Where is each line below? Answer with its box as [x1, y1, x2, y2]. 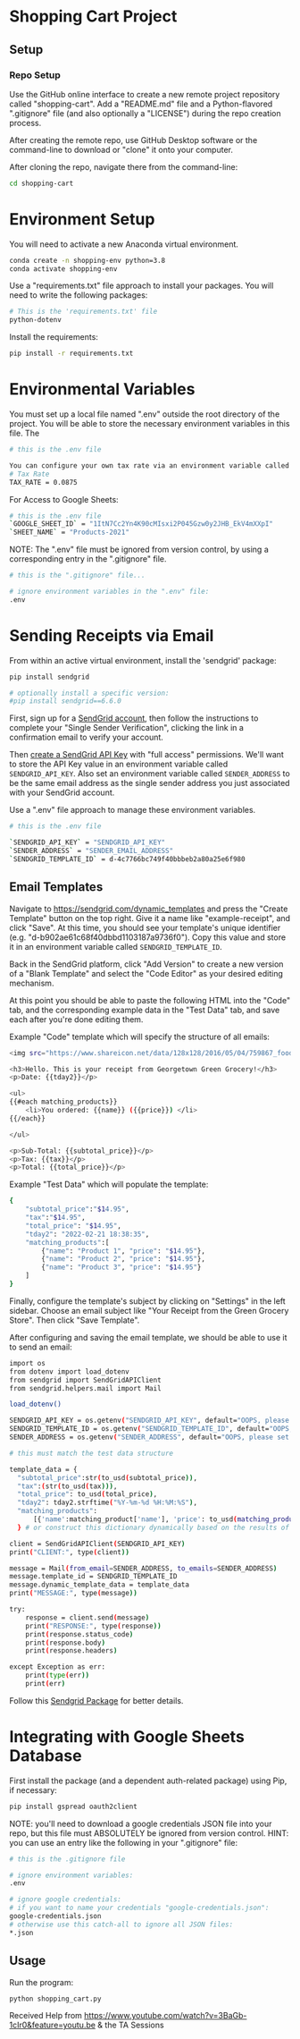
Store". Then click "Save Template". [9, 1315, 140, 1325]
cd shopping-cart [9, 179, 74, 188]
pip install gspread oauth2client [9, 1802, 138, 1811]
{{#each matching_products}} [9, 1097, 118, 1106]
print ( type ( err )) [25, 1671, 90, 1680]
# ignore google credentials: [9, 1895, 122, 1904]
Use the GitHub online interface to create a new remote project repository [9, 89, 280, 99]
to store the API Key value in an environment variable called [9, 758, 229, 770]
